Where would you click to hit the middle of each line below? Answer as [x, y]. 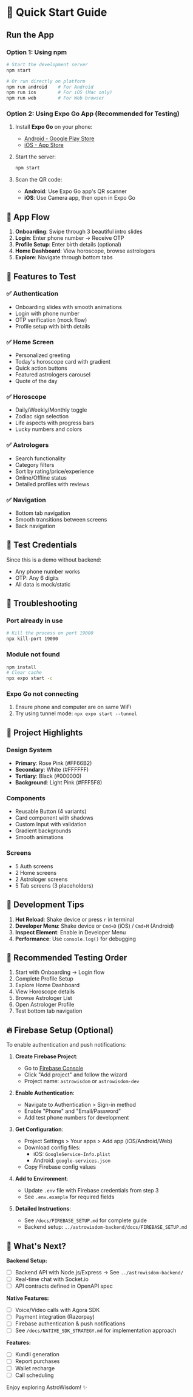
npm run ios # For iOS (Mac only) [59, 93]
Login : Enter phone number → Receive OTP [69, 238]
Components [26, 798]
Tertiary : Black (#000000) [48, 776]
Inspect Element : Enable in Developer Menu [70, 932]
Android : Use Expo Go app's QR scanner [76, 191]
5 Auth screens [34, 866]
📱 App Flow [28, 217]
